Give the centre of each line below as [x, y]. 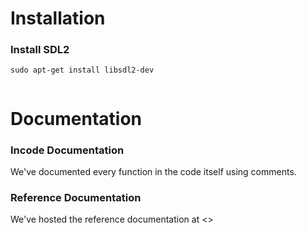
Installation [58, 18]
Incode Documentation [67, 150]
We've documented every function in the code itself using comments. [153, 171]
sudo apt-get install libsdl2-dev [82, 70]
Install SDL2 [40, 50]
